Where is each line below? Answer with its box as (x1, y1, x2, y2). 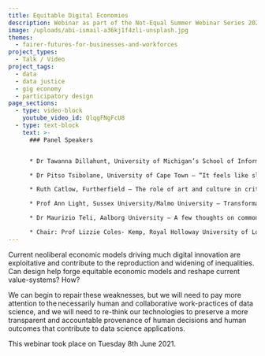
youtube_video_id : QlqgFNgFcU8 (22, 114, 125, 122)
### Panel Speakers (28, 135, 93, 144)
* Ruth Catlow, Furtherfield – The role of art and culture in (28, 186, 242, 194)
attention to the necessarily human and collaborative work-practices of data (8, 299, 254, 308)
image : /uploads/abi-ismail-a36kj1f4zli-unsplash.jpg (8, 26, 189, 34)
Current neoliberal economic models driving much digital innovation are (8, 250, 241, 259)
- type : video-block (15, 107, 83, 115)
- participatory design (15, 92, 93, 100)
